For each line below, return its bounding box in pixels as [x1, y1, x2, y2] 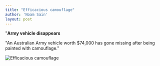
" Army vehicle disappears [5, 30, 61, 36]
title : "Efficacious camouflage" [5, 7, 75, 12]
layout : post [5, 16, 32, 21]
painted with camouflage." [5, 45, 59, 51]
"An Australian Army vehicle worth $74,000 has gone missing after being [5, 40, 155, 46]
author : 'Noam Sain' [5, 12, 48, 17]
